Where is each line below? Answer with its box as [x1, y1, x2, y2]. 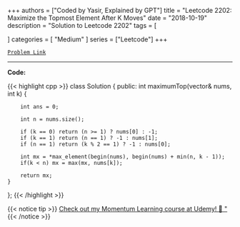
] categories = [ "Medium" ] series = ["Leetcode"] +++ [7, 35, 168, 44]
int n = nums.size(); [20, 116, 84, 123]
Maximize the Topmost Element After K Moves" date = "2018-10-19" [7, 14, 208, 22]
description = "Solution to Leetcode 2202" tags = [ [7, 21, 157, 29]
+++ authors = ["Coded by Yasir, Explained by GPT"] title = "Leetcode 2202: [7, 6, 232, 14]
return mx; [20, 172, 53, 179]
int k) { [7, 89, 27, 98]
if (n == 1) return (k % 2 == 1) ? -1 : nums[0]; [20, 141, 171, 148]
